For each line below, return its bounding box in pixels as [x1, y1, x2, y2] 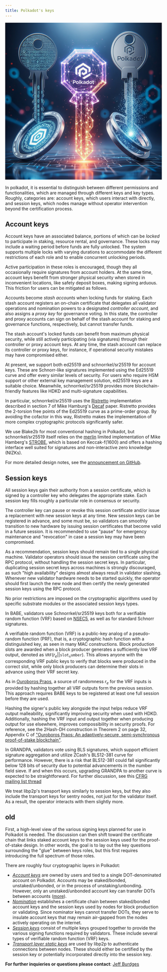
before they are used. [5, 695, 50, 702]
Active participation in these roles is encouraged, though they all [5, 264, 138, 270]
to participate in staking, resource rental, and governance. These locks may [5, 239, 160, 244]
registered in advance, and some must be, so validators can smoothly [5, 518, 148, 524]
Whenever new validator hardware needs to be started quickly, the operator [5, 575, 161, 581]
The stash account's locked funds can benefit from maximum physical [5, 331, 150, 337]
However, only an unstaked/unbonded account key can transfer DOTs [12, 888, 156, 894]
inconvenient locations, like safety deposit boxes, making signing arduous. [5, 280, 158, 286]
